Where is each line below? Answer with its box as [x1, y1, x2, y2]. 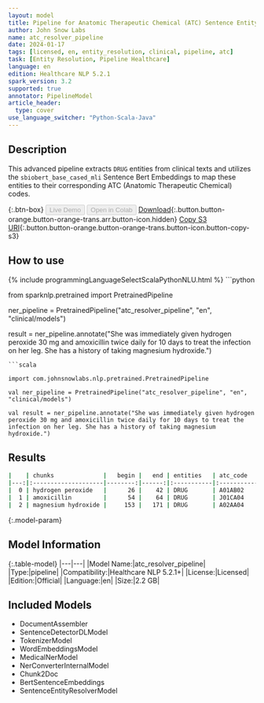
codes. [8, 189, 31, 198]
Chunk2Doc [19, 669, 59, 679]
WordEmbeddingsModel [19, 644, 98, 653]
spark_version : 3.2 [8, 77, 72, 85]
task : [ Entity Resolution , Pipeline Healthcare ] [8, 56, 170, 64]
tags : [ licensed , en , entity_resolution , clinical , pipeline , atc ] [8, 48, 234, 56]
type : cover [15, 107, 55, 115]
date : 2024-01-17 [8, 41, 65, 49]
